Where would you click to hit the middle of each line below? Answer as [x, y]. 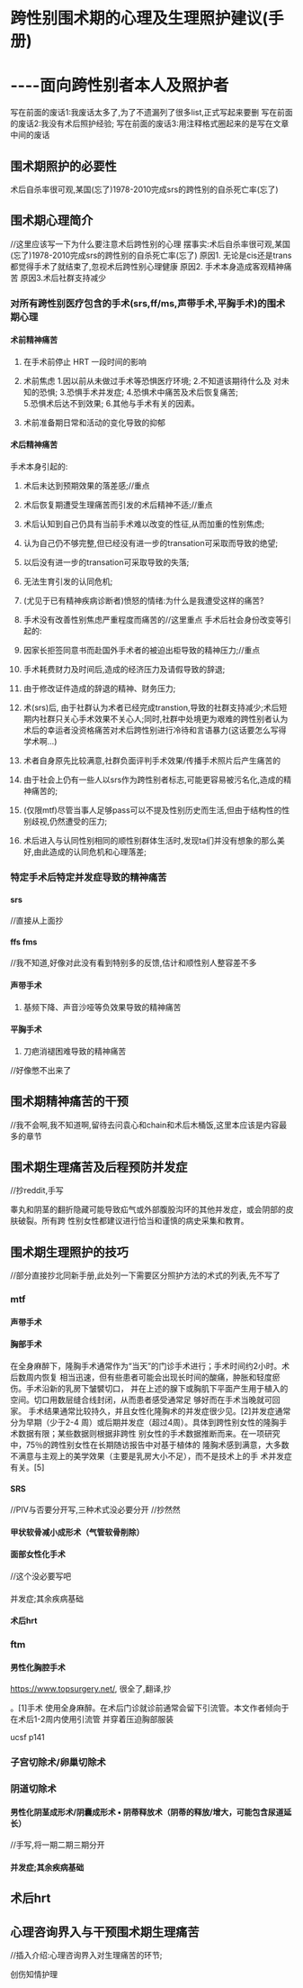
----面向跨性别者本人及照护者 [120, 86]
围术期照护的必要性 [63, 166]
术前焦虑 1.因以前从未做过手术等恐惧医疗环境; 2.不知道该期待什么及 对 [152, 380]
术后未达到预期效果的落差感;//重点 [87, 486]
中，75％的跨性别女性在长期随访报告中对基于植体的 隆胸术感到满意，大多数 [150, 1445]
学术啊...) [40, 742]
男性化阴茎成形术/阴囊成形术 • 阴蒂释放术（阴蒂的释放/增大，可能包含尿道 [147, 1811]
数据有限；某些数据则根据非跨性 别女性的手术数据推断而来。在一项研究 [149, 1433]
